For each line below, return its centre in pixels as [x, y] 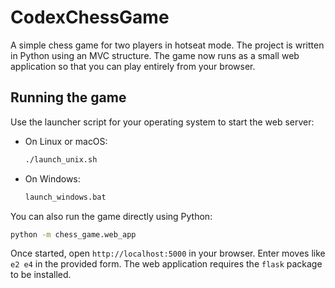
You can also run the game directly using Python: [111, 216]
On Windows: [52, 178]
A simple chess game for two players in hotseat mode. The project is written [167, 45]
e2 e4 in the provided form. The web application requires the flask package [166, 264]
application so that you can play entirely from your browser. [133, 66]
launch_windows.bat [65, 197]
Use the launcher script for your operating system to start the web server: [162, 122]
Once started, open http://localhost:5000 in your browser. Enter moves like [168, 253]
